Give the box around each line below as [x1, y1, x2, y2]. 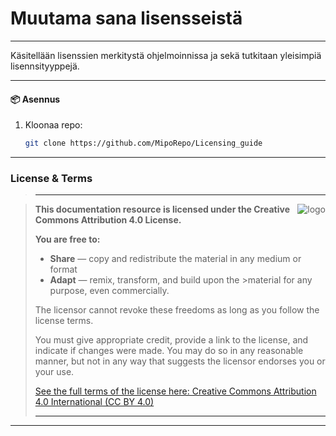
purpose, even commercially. [49, 285, 170, 297]
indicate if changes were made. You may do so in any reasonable [34, 345, 304, 357]
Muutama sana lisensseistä [10, 7, 243, 30]
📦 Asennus [10, 93, 61, 105]
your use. [34, 366, 75, 378]
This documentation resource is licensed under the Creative [34, 203, 290, 216]
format [49, 263, 78, 276]
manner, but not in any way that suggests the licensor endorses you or [34, 355, 326, 367]
